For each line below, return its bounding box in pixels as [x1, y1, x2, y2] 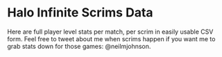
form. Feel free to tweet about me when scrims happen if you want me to [7, 34, 216, 43]
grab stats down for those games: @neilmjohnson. [7, 42, 151, 50]
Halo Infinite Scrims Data [7, 5, 154, 21]
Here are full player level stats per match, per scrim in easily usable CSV [7, 27, 214, 36]
